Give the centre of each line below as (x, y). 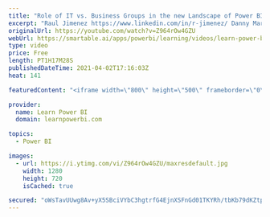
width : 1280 (43, 171)
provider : (25, 104)
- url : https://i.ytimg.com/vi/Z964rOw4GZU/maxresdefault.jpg (122, 163)
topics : (21, 134)
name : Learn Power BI (52, 112)
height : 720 (43, 178)
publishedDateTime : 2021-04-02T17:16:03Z (79, 68)
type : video (28, 46)
